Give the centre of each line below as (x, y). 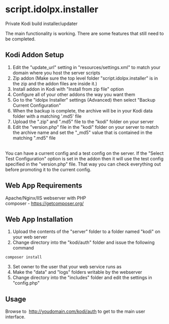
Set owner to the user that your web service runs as (67, 267)
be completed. (20, 39)
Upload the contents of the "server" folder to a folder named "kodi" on (86, 232)
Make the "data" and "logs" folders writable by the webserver (77, 272)
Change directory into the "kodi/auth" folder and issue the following (84, 242)
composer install (24, 257)
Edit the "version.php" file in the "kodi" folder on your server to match (86, 127)
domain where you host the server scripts (56, 73)
